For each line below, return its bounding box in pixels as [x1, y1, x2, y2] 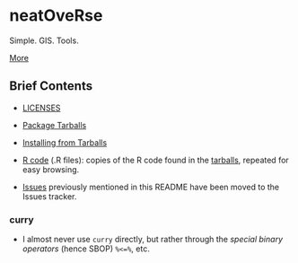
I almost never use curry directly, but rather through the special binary [22, 234, 283, 245]
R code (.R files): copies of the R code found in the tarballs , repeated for [22, 154, 289, 165]
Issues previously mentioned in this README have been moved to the [22, 181, 280, 192]
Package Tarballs [22, 119, 87, 130]
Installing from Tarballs [22, 136, 108, 148]
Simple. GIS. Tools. [9, 35, 79, 46]
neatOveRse [9, 5, 103, 26]
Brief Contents [9, 78, 92, 94]
